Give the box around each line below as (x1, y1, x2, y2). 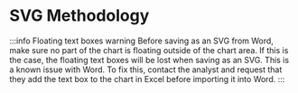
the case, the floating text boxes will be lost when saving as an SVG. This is (9, 54, 290, 65)
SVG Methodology (9, 5, 150, 26)
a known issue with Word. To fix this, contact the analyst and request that (9, 64, 283, 75)
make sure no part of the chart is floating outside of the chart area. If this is (9, 44, 289, 55)
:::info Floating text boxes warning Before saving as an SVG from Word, (9, 35, 274, 46)
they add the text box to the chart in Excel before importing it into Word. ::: (9, 73, 285, 84)
